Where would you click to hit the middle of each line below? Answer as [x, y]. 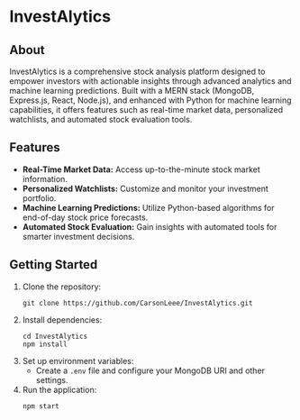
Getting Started [54, 265]
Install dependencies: [62, 320]
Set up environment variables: [78, 361]
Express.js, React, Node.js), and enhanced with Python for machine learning [150, 100]
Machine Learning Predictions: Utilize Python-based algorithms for [148, 207]
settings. [52, 379]
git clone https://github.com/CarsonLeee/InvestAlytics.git [137, 303]
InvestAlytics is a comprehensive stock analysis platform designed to [137, 71]
